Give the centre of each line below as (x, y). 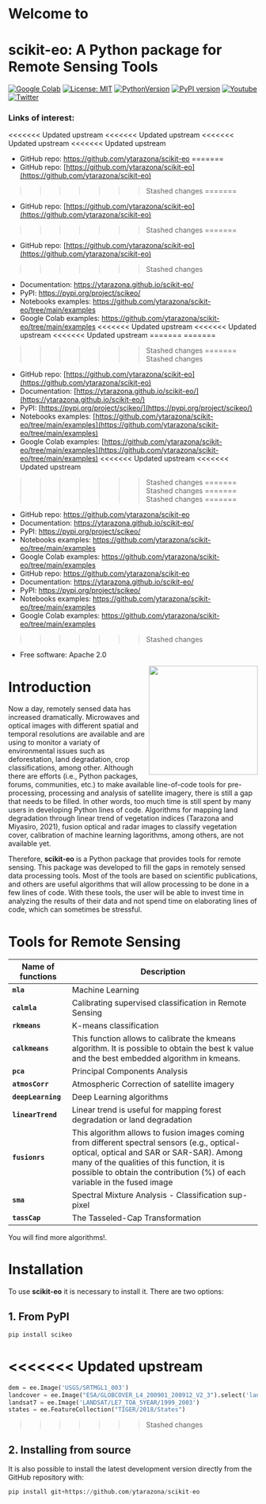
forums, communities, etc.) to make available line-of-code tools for (117, 785)
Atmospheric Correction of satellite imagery (153, 1085)
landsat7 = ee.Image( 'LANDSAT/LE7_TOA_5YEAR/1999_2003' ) (104, 1403)
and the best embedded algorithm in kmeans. (156, 1058)
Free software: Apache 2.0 (63, 655)
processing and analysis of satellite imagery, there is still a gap (151, 793)
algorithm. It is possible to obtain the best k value (163, 1049)
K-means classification (115, 1026)
